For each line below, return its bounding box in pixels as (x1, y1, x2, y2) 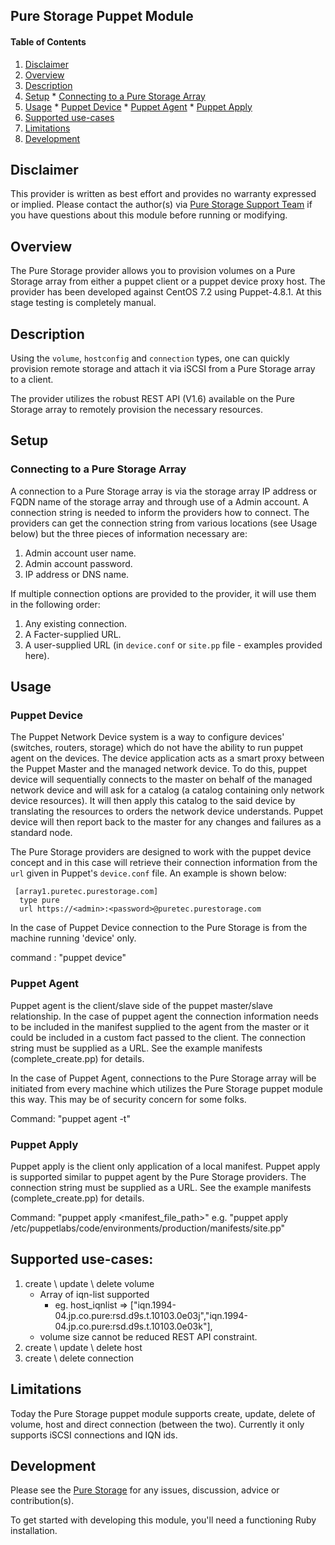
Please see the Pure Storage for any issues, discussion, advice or (10, 1484, 280, 1496)
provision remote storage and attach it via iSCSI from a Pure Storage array (10, 363, 316, 375)
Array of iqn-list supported (39, 1288, 150, 1300)
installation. (10, 1525, 58, 1537)
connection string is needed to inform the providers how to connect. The (10, 506, 310, 518)
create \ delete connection (24, 1352, 135, 1364)
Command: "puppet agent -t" (10, 1112, 131, 1124)
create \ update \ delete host (24, 1341, 143, 1353)
